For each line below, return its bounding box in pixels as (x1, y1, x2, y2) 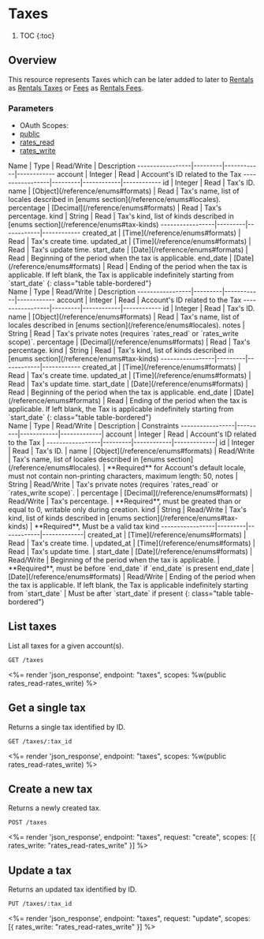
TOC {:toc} (19, 31, 55, 40)
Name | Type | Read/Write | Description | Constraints (8, 421, 180, 431)
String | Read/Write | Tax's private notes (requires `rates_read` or (8, 480, 219, 489)
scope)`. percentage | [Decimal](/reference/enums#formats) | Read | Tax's (8, 337, 251, 347)
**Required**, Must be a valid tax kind (34, 522, 160, 531)
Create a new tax (8, 783, 93, 796)
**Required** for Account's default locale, (106, 463, 246, 473)
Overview (8, 54, 58, 67)
